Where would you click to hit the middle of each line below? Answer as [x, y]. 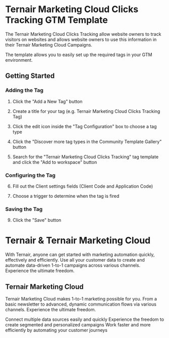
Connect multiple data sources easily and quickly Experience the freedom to [85, 319]
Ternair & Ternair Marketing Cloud [78, 241]
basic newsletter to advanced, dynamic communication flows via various [81, 304]
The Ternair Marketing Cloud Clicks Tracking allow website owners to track [83, 34]
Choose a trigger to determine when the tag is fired [66, 196]
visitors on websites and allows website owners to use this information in [81, 39]
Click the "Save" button [37, 220]
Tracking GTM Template [57, 20]
